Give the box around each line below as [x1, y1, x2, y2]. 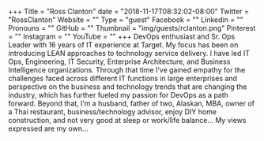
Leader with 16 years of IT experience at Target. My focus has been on [8, 40, 239, 50]
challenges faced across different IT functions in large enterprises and [8, 74, 237, 83]
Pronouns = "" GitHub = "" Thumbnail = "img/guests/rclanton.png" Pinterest [8, 24, 256, 32]
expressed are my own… [8, 124, 89, 133]
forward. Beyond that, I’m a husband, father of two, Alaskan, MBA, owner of [8, 98, 255, 108]
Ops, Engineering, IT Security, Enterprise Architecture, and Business [8, 57, 231, 66]
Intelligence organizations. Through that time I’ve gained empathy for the [8, 65, 246, 74]
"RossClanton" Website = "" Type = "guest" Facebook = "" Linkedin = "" [8, 15, 243, 24]
